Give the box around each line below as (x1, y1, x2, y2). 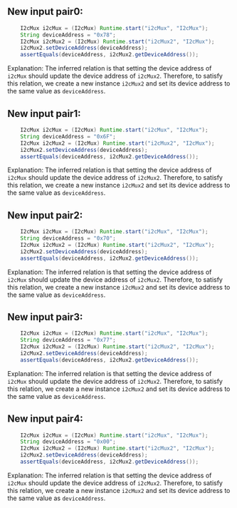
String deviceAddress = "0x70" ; (20, 235, 116, 242)
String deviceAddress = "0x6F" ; (20, 133, 116, 140)
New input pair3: (7, 310, 83, 323)
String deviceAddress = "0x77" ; (20, 337, 116, 344)
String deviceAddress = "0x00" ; (20, 438, 116, 445)
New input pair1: (7, 107, 81, 120)
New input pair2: (7, 209, 83, 221)
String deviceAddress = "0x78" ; (20, 31, 116, 39)
